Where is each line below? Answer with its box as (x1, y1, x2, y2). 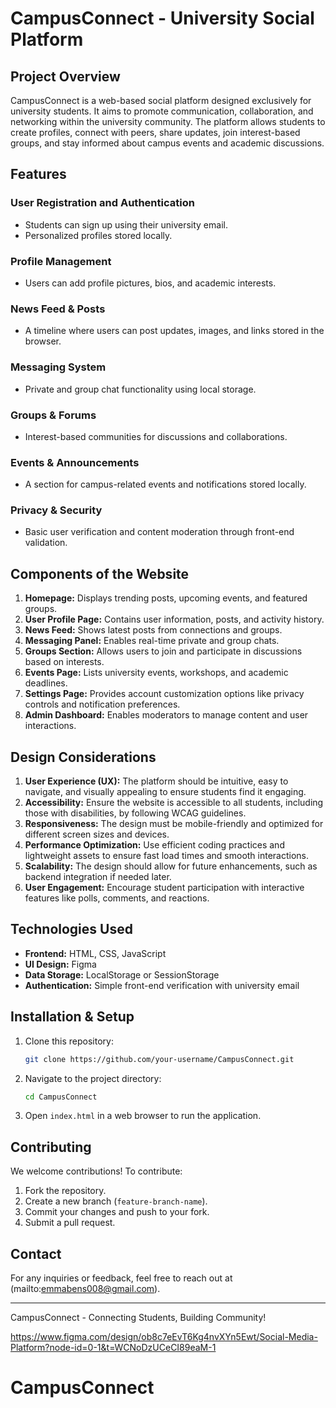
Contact (10, 1245, 62, 1262)
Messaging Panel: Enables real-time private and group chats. (24, 635, 280, 647)
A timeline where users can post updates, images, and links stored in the (24, 325, 325, 337)
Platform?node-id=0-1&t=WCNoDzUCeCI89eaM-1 (10, 1342, 217, 1354)
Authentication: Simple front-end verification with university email (24, 979, 300, 991)
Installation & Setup (10, 1008, 135, 1026)
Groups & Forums (10, 408, 97, 422)
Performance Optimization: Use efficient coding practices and (24, 839, 285, 851)
